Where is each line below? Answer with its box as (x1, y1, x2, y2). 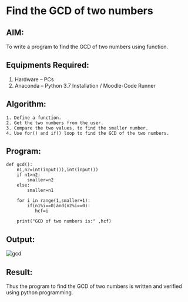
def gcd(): (6, 162, 33, 168)
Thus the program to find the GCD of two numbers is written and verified (6, 283, 182, 290)
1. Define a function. (6, 115, 62, 121)
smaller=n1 (27, 187, 54, 194)
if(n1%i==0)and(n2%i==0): (27, 203, 91, 209)
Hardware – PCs (14, 75, 54, 83)
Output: (6, 234, 35, 244)
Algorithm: (6, 99, 46, 109)
